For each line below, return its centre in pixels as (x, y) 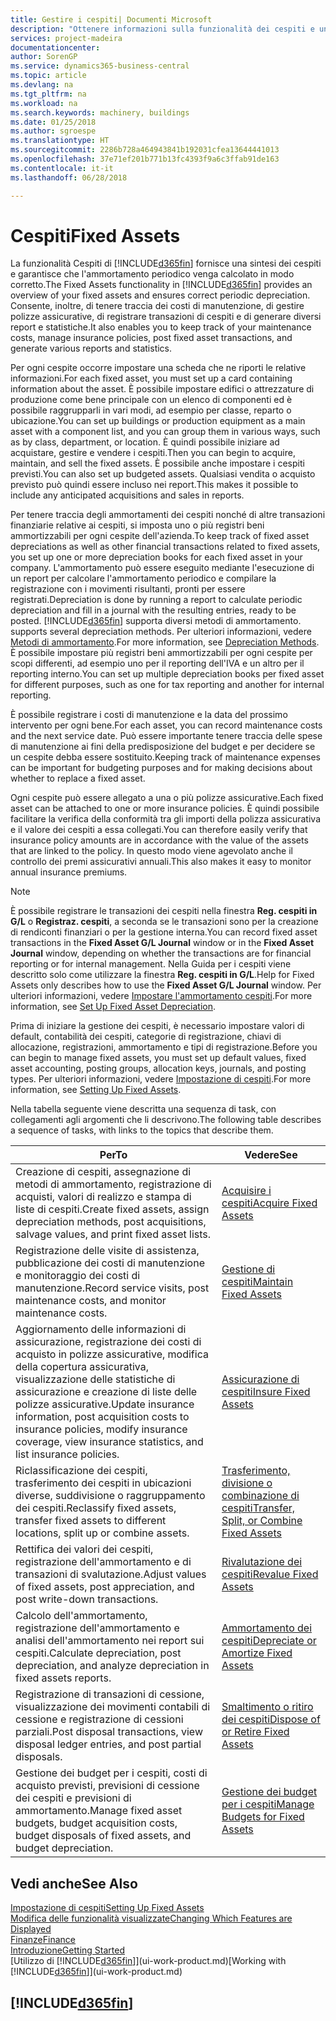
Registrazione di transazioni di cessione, (110, 1694)
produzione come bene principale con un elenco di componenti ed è (151, 400)
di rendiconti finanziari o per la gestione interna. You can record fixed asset (164, 932)
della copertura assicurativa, (82, 1367)
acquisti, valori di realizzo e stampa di (103, 1197)
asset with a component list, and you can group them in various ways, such (165, 432)
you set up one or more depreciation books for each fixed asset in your (156, 557)
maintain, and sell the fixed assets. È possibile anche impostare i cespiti (157, 463)
